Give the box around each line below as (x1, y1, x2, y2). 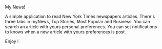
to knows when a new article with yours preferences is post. (5, 29, 126, 34)
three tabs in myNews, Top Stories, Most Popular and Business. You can (5, 19, 150, 24)
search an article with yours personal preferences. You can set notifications (5, 24, 157, 30)
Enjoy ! (5, 38, 19, 44)
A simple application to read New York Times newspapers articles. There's (5, 14, 155, 19)
